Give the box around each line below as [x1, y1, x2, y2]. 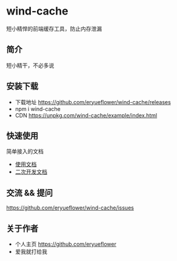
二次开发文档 [15, 168, 47, 176]
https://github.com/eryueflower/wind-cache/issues [6, 204, 135, 211]
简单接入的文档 [6, 148, 44, 155]
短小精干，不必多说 [6, 62, 55, 69]
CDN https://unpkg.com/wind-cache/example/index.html [15, 111, 158, 119]
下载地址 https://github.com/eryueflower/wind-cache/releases [15, 98, 171, 105]
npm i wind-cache [15, 105, 61, 113]
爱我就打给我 [15, 248, 47, 255]
